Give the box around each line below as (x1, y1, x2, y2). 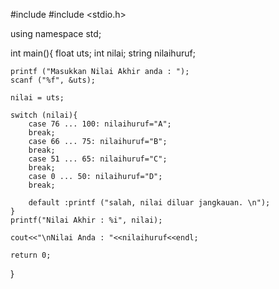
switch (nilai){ (10, 110, 78, 120)
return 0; (10, 250, 52, 260)
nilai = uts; (10, 93, 65, 103)
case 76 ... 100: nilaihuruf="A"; (28, 119, 172, 129)
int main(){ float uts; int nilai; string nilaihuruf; (10, 47, 196, 59)
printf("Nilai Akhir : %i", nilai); (10, 215, 163, 225)
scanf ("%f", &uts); (10, 75, 97, 85)
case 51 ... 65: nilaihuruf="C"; (28, 154, 168, 164)
